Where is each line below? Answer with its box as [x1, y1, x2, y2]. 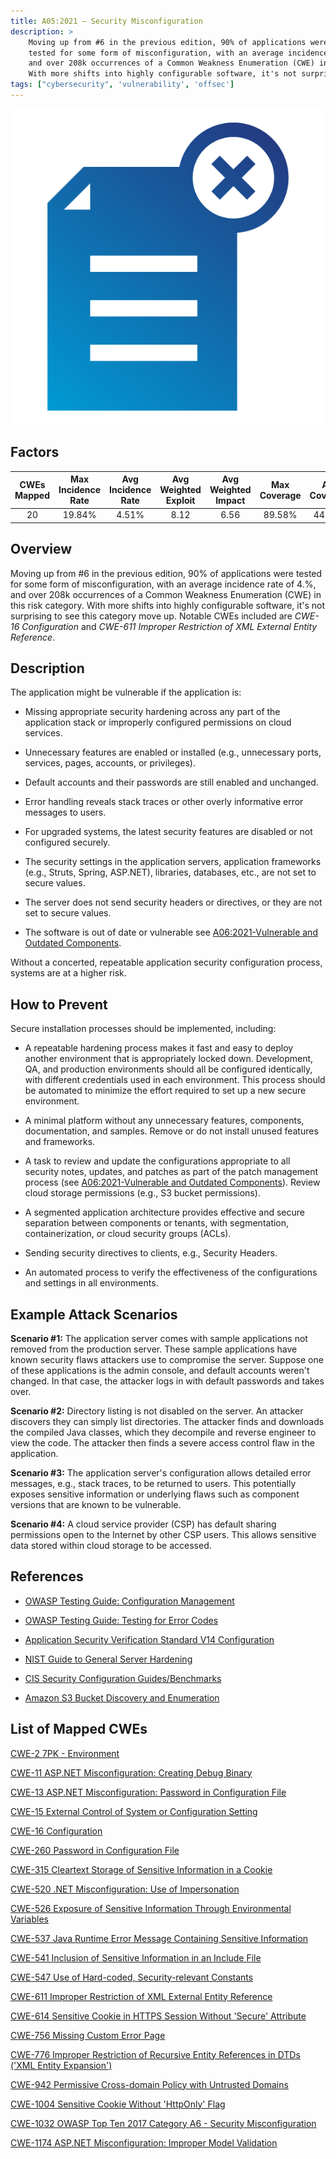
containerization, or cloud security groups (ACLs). [24, 1228, 232, 1240]
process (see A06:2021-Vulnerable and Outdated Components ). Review [24, 1176, 321, 1189]
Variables [10, 1913, 49, 1925]
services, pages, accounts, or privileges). [24, 757, 196, 769]
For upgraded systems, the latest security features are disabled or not [24, 826, 313, 838]
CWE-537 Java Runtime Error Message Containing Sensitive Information [10, 1932, 309, 1944]
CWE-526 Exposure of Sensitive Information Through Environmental [10, 1902, 292, 1914]
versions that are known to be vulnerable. [10, 1499, 182, 1511]
